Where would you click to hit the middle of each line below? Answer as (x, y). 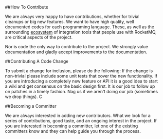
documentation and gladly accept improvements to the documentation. (76, 52)
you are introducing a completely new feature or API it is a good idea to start (81, 81)
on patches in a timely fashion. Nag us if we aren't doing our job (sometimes (81, 91)
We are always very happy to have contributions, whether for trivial (72, 16)
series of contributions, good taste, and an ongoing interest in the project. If (81, 121)
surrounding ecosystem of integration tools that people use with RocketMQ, (81, 32)
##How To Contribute (27, 7)
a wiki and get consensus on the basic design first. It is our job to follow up (80, 86)
